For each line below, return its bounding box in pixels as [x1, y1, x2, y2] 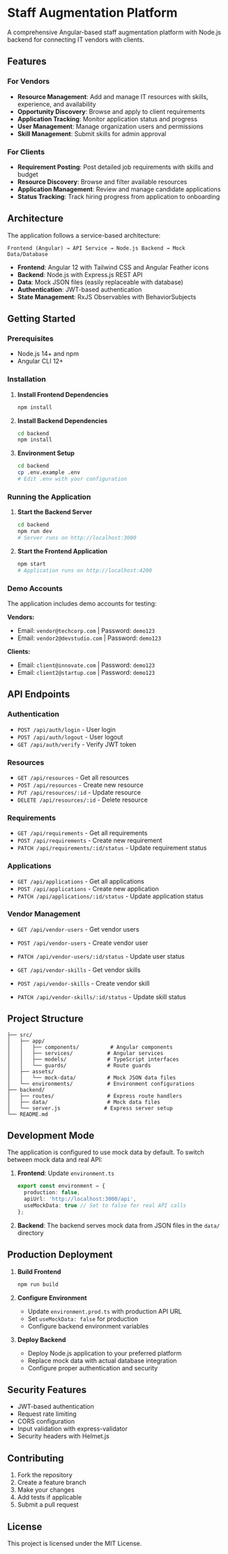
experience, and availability [17, 100, 96, 108]
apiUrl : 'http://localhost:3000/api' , [24, 1195, 137, 1203]
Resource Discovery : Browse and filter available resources [17, 177, 188, 186]
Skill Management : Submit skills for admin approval [17, 129, 167, 137]
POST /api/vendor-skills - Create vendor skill [17, 979, 150, 987]
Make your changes [17, 1486, 75, 1494]
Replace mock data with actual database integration [27, 1356, 177, 1365]
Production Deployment [7, 1249, 113, 1261]
